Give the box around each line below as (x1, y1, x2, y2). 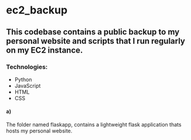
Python (14, 76, 32, 83)
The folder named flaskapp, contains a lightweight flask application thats (6, 121, 182, 128)
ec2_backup (6, 4, 68, 17)
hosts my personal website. (6, 127, 73, 135)
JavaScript (14, 82, 41, 89)
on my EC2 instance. (6, 45, 83, 55)
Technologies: (6, 63, 48, 71)
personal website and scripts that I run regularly (6, 36, 186, 46)
